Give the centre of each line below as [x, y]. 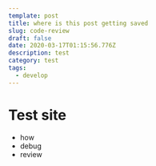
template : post [34, 16]
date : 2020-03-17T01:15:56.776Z [62, 46]
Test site [37, 115]
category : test [34, 61]
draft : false [30, 38]
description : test [39, 53]
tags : [17, 68]
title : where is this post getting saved [78, 23]
